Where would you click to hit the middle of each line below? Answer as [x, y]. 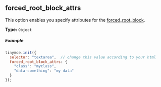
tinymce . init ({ [21, 53]
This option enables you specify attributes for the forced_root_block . [75, 20]
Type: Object [19, 29]
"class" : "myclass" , [35, 66]
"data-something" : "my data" [44, 71]
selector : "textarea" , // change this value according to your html [83, 57]
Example [14, 41]
